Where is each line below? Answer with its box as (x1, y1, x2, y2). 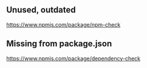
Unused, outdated (6, 5, 76, 15)
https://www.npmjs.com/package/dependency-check (6, 55, 141, 62)
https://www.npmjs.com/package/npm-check (6, 21, 121, 28)
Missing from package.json (6, 39, 112, 49)
